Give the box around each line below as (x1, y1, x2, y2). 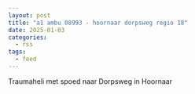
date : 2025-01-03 (8, 26, 65, 34)
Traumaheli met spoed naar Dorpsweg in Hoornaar (8, 76, 173, 86)
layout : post (8, 11, 51, 20)
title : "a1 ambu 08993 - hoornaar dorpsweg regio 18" (8, 19, 189, 27)
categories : (8, 33, 47, 42)
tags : (8, 48, 26, 56)
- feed (15, 56, 37, 63)
